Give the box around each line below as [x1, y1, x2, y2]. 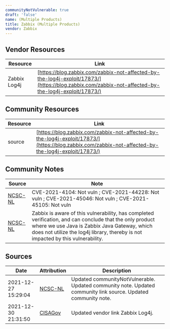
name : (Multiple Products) [5, 17, 62, 22]
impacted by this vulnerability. [32, 235, 104, 242]
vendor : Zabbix [5, 26, 37, 31]
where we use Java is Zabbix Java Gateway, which [32, 222, 153, 229]
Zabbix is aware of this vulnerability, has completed [32, 209, 154, 216]
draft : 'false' [5, 12, 37, 17]
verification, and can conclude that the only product [32, 216, 155, 223]
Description [102, 267, 132, 274]
